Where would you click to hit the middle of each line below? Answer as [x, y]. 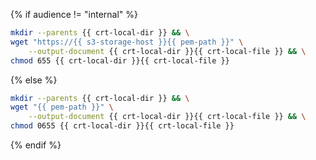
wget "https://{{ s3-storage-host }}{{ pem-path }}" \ [127, 42]
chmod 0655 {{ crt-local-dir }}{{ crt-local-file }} [122, 126]
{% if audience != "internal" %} [74, 14]
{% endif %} [36, 145]
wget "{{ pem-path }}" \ [62, 107]
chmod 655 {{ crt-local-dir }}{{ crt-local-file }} [120, 60]
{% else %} [34, 80]
